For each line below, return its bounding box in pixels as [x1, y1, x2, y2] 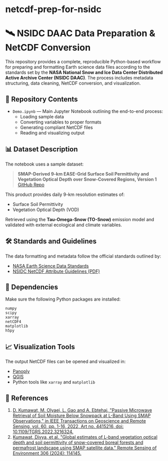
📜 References [5, 394, 49, 402]
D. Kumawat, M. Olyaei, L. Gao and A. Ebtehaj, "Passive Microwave [12, 407, 152, 413]
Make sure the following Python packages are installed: [5, 296, 121, 302]
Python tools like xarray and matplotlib [12, 379, 95, 385]
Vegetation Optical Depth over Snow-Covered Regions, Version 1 [17, 176, 157, 182]
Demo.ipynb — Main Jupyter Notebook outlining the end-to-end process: [12, 108, 163, 114]
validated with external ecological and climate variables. [5, 222, 122, 228]
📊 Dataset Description [5, 145, 78, 154]
